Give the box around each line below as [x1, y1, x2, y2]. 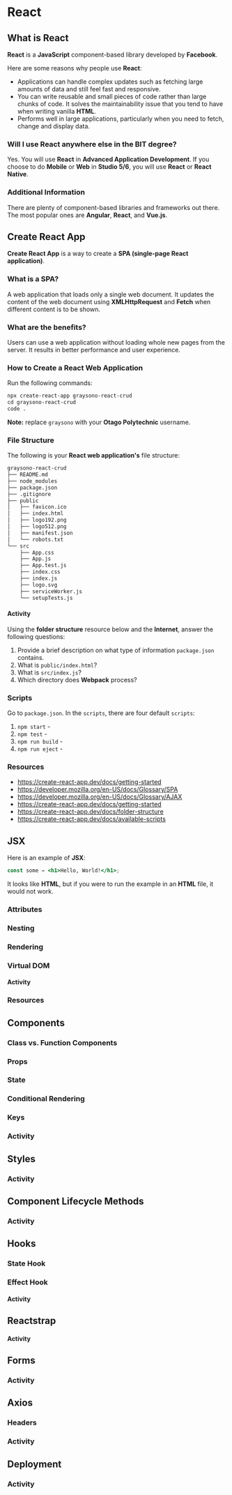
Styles [7, 1152, 36, 1165]
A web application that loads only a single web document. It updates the [7, 290, 215, 299]
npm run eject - [17, 744, 63, 753]
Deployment [7, 1458, 62, 1470]
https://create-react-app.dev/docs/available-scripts [17, 815, 166, 823]
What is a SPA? [7, 274, 59, 284]
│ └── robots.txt [7, 536, 64, 543]
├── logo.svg [20, 581, 58, 588]
